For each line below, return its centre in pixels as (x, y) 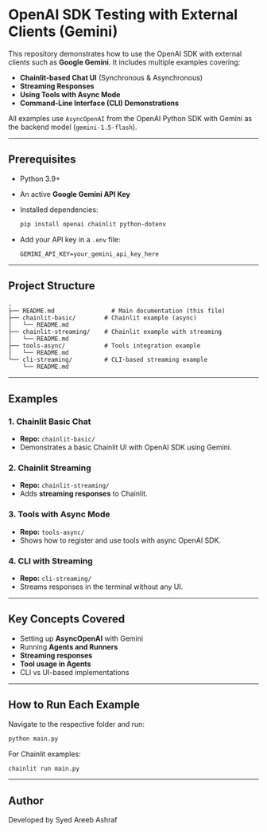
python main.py (33, 739)
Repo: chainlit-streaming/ (64, 485)
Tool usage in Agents (55, 664)
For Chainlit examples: (44, 754)
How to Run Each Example (74, 705)
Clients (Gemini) (63, 31)
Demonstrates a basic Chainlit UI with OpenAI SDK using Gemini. (126, 447)
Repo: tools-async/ (52, 532)
